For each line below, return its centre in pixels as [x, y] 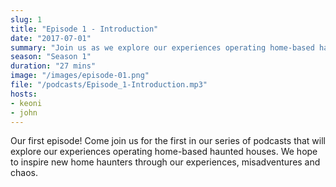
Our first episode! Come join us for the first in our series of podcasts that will [168, 141]
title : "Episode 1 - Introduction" [84, 29]
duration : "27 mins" [53, 66]
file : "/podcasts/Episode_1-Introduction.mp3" [109, 85]
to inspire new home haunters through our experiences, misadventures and [165, 162]
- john [24, 112]
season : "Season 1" [51, 57]
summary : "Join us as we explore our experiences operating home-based [162, 47]
